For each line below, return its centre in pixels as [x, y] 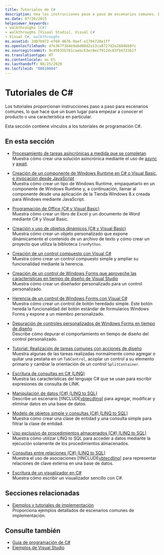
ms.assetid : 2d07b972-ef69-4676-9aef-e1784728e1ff [58, 42]
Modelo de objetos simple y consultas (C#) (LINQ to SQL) [70, 413]
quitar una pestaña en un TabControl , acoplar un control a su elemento [83, 359]
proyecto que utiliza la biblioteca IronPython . [57, 244]
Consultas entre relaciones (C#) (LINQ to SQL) [59, 453]
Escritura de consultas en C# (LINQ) [49, 373]
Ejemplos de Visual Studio [38, 548]
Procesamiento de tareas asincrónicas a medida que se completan [79, 153]
